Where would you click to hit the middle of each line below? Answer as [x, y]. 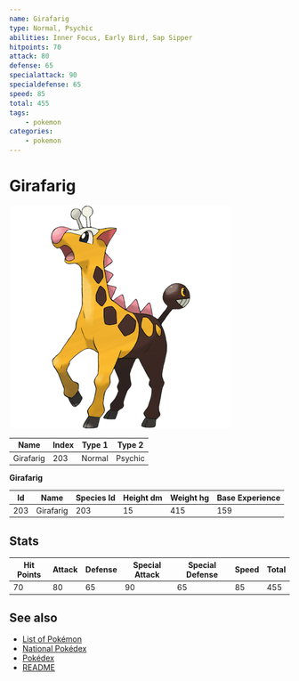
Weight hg [190, 498]
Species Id [95, 498]
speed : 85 [28, 93]
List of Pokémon [52, 639]
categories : [31, 132]
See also [33, 617]
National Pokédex [54, 649]
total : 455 [29, 103]
